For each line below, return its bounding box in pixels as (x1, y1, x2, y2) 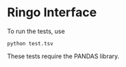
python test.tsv (7, 40, 53, 47)
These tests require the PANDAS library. (7, 52, 120, 60)
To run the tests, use (7, 27, 65, 35)
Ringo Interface (7, 5, 97, 20)
